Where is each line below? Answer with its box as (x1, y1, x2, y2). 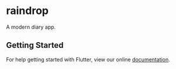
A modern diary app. (6, 23, 56, 30)
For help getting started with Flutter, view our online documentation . (6, 56, 170, 63)
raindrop (6, 4, 49, 18)
